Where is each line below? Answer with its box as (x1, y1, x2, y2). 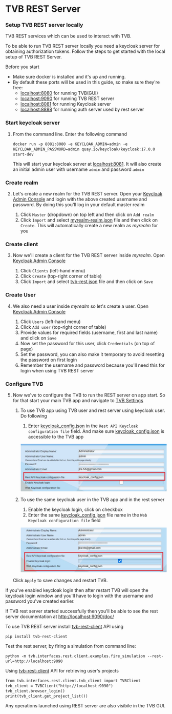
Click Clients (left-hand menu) (20, 268, 85, 274)
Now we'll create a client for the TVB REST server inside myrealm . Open (12, 252, 165, 259)
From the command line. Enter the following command (12, 131, 127, 137)
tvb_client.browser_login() (5, 688, 66, 693)
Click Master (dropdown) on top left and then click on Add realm (20, 211, 155, 218)
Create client (5, 241, 38, 248)
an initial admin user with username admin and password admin (12, 166, 144, 172)
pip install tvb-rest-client (5, 634, 68, 639)
